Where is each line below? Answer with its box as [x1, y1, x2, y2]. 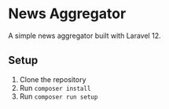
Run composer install [19, 83, 91, 92]
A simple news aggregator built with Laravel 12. [8, 31, 161, 40]
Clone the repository [19, 74, 86, 84]
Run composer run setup [19, 92, 98, 101]
